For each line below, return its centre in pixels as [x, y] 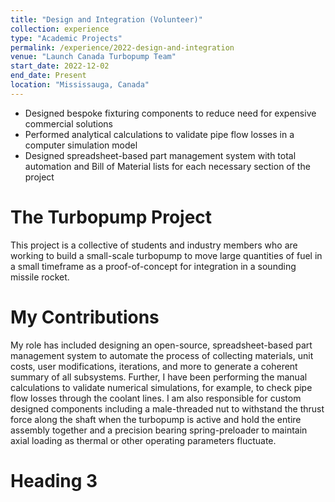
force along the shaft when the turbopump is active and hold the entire [156, 419]
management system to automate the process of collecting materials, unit [162, 355]
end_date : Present [48, 76]
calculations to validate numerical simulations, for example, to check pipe [161, 387]
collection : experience [60, 29]
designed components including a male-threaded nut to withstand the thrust [167, 408]
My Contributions [85, 317]
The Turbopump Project [111, 217]
